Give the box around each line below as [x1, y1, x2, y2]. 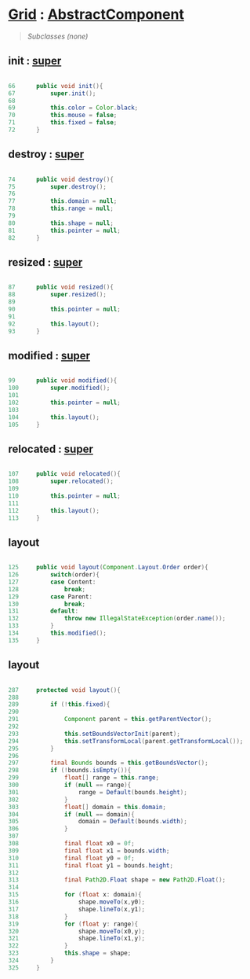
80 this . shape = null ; [8, 219, 114, 227]
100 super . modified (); [8, 384, 111, 392]
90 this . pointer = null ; [8, 305, 121, 313]
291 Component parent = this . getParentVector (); [8, 716, 212, 723]
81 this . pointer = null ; [8, 226, 121, 234]
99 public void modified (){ [8, 377, 118, 385]
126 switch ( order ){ [8, 571, 100, 579]
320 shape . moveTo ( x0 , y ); [8, 927, 146, 935]
